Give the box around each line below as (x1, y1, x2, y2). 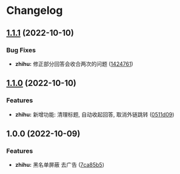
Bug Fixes (6, 46, 36, 54)
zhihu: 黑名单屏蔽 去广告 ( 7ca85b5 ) (15, 161, 105, 169)
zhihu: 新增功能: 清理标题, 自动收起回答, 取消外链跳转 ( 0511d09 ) (15, 111, 175, 118)
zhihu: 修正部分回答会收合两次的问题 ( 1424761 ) (15, 60, 133, 67)
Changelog (6, 4, 63, 18)
